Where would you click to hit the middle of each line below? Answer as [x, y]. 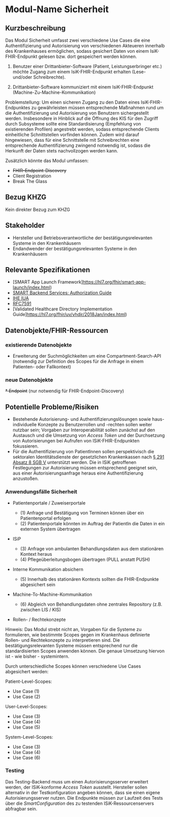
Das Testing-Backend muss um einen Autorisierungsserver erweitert [77, 781]
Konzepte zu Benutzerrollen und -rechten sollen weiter [95, 425]
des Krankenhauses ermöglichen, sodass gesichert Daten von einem [77, 51]
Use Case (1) [26, 691]
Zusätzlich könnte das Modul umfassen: [47, 161]
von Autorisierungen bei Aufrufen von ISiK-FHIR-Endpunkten [76, 441]
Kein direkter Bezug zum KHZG [38, 209]
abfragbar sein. [21, 808]
